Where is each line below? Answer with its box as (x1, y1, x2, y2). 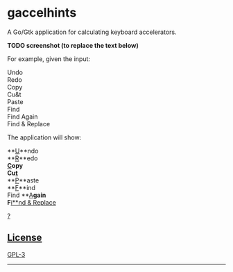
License (7, 232, 42, 244)
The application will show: (7, 133, 82, 142)
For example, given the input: (7, 54, 91, 63)
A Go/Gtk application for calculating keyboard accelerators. (7, 28, 177, 36)
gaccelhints (7, 5, 77, 21)
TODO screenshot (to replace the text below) (7, 41, 139, 49)
